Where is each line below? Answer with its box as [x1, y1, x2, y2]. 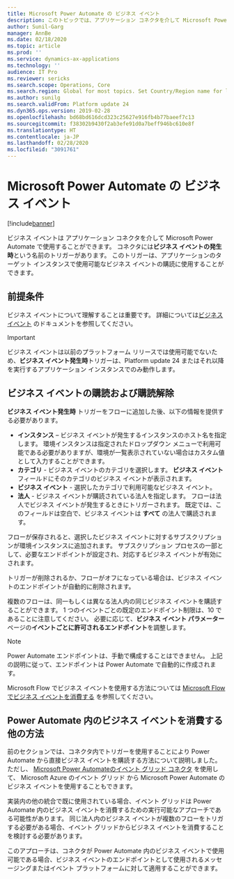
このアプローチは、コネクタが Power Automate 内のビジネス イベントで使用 [7, 847, 225, 855]
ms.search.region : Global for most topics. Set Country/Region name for [7, 88, 223, 95]
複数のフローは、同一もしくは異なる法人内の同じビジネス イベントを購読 [7, 597, 217, 605]
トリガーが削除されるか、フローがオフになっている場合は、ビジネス [7, 573, 203, 582]
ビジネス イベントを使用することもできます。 [7, 782, 136, 791]
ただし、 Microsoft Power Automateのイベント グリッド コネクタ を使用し [7, 765, 219, 773]
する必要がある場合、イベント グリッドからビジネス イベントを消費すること [7, 823, 224, 832]
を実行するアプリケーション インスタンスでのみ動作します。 [7, 365, 179, 373]
